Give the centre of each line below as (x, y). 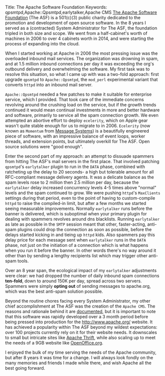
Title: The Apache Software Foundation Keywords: (56, 7)
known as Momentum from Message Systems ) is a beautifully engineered (77, 131)
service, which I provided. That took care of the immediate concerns (75, 100)
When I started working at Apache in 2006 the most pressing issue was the (82, 53)
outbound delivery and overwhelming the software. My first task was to (78, 69)
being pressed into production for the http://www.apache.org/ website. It (79, 322)
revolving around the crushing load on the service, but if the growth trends (81, 105)
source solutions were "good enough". (44, 147)
